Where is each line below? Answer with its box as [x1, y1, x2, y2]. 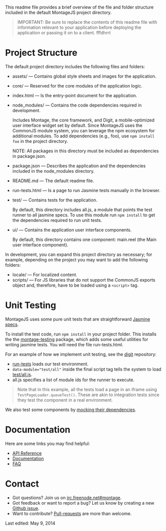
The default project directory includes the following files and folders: [5, 63, 145, 69]
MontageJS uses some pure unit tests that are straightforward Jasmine [5, 316, 150, 322]
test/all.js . [12, 371, 32, 377]
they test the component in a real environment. [17, 397, 113, 403]
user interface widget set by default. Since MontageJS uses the [12, 122, 143, 128]
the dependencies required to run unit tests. [12, 217, 103, 223]
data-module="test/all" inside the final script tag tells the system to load [12, 366, 162, 372]
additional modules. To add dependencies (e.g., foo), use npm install [12, 133, 155, 139]
